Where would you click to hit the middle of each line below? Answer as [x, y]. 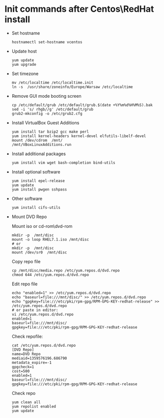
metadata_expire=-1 [32, 362]
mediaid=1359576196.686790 [39, 358]
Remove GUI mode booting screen [46, 96]
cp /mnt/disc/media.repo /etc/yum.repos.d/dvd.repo [66, 270]
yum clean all [26, 402]
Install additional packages [39, 154]
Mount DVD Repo [29, 217]
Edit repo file [25, 284]
